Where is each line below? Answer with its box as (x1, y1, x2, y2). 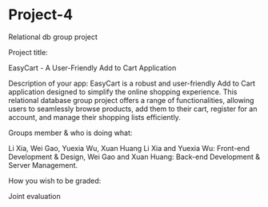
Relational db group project (8, 32, 98, 42)
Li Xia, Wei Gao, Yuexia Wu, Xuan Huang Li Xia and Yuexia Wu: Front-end (8, 143, 250, 153)
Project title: (8, 47, 48, 57)
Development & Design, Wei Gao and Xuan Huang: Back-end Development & (8, 152, 261, 161)
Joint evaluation (8, 191, 62, 201)
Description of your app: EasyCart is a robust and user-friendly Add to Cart (8, 78, 256, 88)
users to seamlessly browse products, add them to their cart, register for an (8, 104, 258, 113)
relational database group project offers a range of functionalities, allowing (8, 95, 254, 105)
